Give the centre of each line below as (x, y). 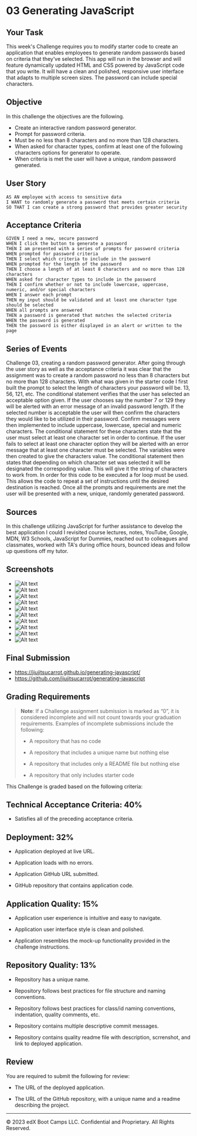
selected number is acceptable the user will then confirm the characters (93, 413)
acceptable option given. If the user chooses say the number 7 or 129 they (96, 400)
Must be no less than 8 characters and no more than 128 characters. (97, 140)
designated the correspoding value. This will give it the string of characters (97, 469)
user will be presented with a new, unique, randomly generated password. (95, 494)
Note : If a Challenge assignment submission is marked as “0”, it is (100, 711)
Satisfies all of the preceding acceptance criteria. (74, 819)
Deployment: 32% (40, 837)
